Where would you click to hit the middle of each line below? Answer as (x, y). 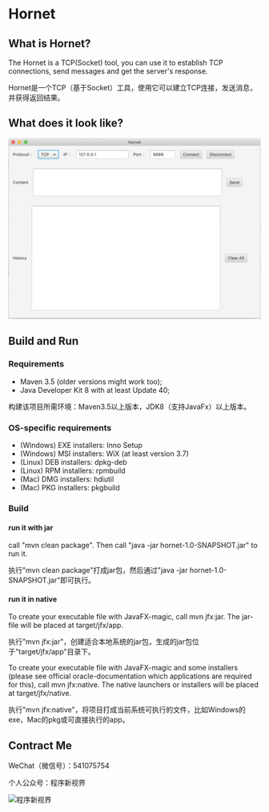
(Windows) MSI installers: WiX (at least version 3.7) (104, 454)
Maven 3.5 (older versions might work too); (91, 382)
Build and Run (43, 341)
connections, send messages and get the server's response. (108, 71)
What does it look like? (66, 124)
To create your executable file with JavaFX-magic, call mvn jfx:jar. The (124, 617)
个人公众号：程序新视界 (47, 783)
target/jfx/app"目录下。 (57, 652)
